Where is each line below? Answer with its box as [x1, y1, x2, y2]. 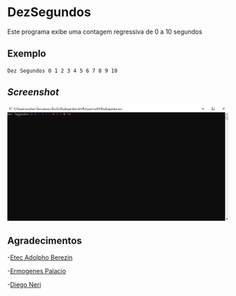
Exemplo [7, 48, 46, 60]
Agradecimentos [7, 234, 82, 246]
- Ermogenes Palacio [7, 267, 67, 275]
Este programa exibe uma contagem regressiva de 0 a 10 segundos [7, 27, 202, 36]
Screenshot [7, 86, 60, 98]
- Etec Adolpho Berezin [7, 253, 73, 262]
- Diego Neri [7, 281, 41, 288]
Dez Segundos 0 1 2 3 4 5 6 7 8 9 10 [7, 67, 118, 74]
